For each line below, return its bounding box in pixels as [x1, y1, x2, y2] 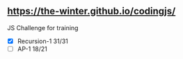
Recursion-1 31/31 [17, 37, 68, 45]
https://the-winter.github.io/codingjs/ [7, 5, 176, 17]
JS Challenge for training [7, 23, 79, 32]
